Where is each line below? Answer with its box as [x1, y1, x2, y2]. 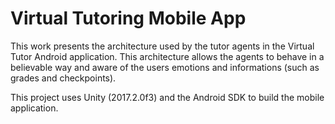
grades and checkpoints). [10, 72, 117, 84]
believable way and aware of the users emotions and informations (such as [10, 61, 320, 73]
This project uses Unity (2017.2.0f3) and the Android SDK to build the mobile [10, 91, 325, 103]
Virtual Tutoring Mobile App [10, 7, 247, 30]
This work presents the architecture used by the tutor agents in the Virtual [10, 40, 315, 52]
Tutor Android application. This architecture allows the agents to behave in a [10, 50, 325, 62]
